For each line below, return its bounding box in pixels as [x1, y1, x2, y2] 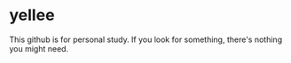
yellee [9, 5, 55, 25]
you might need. [9, 43, 69, 53]
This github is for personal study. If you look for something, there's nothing [9, 34, 282, 45]
